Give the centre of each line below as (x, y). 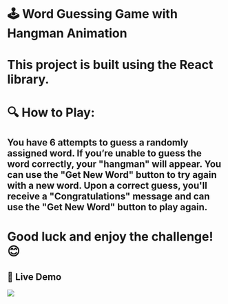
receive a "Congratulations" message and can (108, 196)
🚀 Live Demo (34, 277)
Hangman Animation (67, 33)
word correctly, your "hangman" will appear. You (114, 164)
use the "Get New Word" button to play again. (107, 207)
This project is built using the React (110, 65)
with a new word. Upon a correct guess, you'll (107, 185)
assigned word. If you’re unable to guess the (104, 153)
